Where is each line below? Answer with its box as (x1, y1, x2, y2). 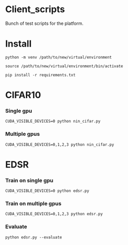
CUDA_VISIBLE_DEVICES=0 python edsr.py (5, 188, 90, 193)
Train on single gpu (5, 177, 54, 184)
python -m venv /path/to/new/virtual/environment (5, 55, 112, 60)
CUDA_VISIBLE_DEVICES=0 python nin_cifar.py (5, 119, 101, 124)
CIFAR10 (5, 90, 41, 101)
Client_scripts (5, 4, 65, 15)
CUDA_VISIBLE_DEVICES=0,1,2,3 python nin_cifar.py (5, 142, 114, 147)
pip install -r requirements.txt (5, 72, 76, 77)
